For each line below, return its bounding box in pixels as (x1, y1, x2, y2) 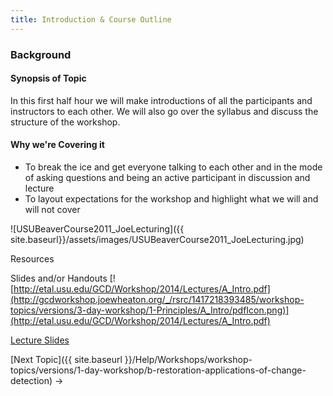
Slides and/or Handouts (10, 272, 108, 284)
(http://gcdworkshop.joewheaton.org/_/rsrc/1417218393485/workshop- (10, 293, 305, 305)
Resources (10, 252, 55, 265)
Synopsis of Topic (10, 72, 87, 85)
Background (10, 47, 72, 61)
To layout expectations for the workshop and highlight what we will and (24, 192, 319, 205)
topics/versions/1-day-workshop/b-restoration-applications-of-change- (10, 364, 307, 376)
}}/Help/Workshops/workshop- (124, 353, 253, 365)
